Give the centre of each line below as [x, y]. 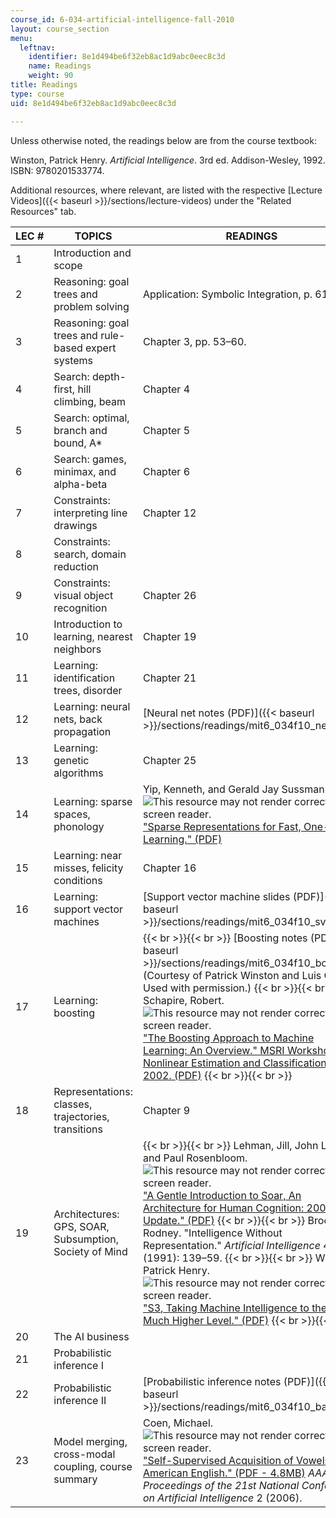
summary [75, 1479]
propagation [82, 731]
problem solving [91, 306]
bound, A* [78, 443]
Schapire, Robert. [183, 1000]
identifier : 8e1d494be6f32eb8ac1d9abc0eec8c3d [127, 57]
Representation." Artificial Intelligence [231, 1245]
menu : [21, 38]
